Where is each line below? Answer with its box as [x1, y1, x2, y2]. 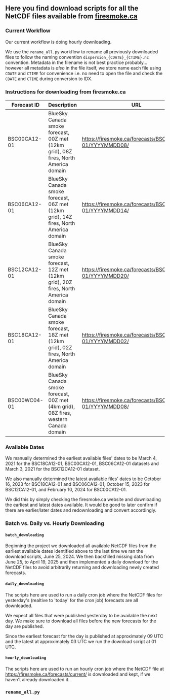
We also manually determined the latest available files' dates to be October [5, 476, 161, 482]
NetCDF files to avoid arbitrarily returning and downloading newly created [5, 564, 159, 571]
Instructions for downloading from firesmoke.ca [5, 88, 126, 95]
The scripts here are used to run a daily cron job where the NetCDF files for [5, 591, 162, 598]
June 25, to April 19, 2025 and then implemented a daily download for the [5, 559, 158, 565]
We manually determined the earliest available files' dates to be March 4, [5, 455, 157, 461]
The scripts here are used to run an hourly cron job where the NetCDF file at [5, 665, 164, 672]
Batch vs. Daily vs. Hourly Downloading [5, 520, 105, 527]
